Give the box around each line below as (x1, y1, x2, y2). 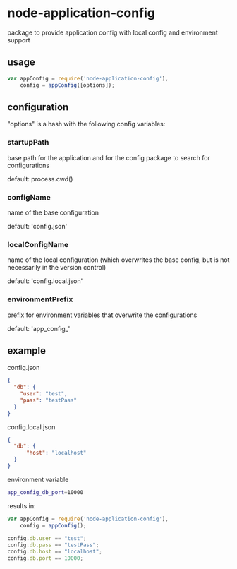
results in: (7, 501, 36, 510)
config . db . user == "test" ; (7, 535, 87, 542)
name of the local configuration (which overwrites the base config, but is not (7, 256, 230, 264)
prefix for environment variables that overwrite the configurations (7, 311, 197, 319)
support (7, 35, 30, 44)
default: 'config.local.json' (7, 277, 83, 285)
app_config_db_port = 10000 (7, 489, 83, 496)
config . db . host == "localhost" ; (7, 549, 102, 556)
